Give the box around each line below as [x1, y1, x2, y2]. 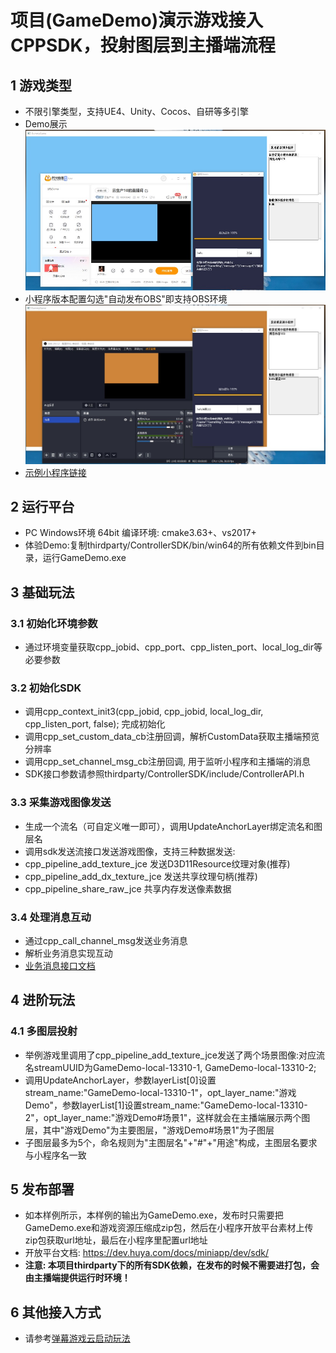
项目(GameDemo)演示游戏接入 [10, 9, 264, 32]
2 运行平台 [10, 498, 75, 515]
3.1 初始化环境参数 [10, 616, 98, 630]
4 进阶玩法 [10, 992, 76, 1009]
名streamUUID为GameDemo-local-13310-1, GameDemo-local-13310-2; [24, 1061, 317, 1073]
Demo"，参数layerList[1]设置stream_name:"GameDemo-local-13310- [24, 1099, 308, 1111]
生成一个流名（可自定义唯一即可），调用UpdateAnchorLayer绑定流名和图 [24, 820, 323, 832]
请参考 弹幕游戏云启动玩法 [24, 1332, 131, 1345]
